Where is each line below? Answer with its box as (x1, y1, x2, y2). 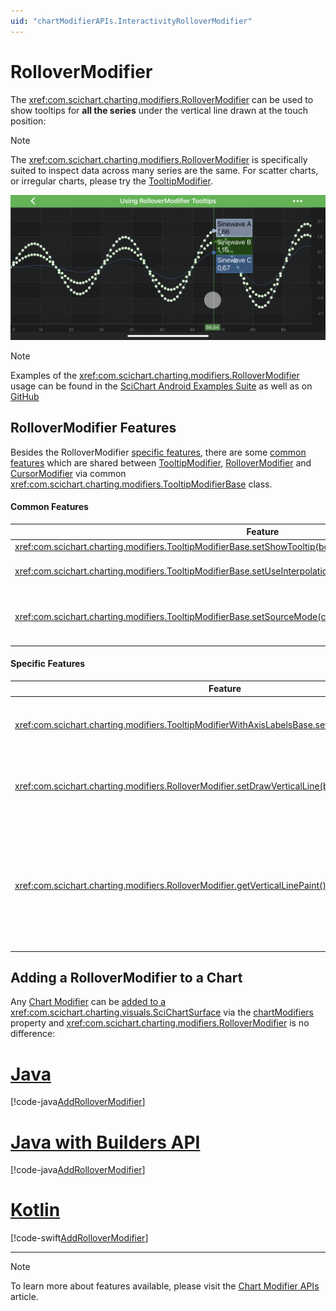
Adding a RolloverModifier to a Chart (10, 969, 243, 986)
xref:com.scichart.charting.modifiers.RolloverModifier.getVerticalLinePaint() (14, 879, 327, 891)
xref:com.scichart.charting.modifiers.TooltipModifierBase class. (10, 478, 273, 490)
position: (10, 115, 47, 127)
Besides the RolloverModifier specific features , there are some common (10, 446, 307, 458)
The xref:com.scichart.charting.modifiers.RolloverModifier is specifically (10, 153, 308, 165)
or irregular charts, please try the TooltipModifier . (10, 175, 213, 187)
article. (10, 1291, 39, 1303)
